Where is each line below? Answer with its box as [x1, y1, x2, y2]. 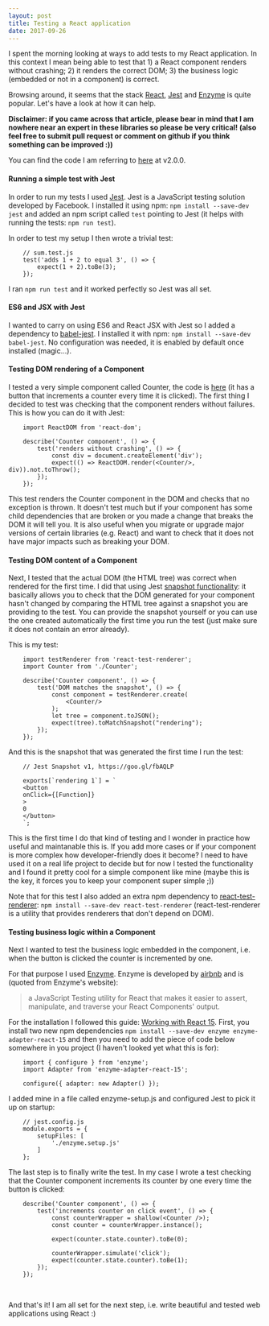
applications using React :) [8, 1309, 96, 1319]
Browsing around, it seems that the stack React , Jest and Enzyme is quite [8, 90, 251, 100]
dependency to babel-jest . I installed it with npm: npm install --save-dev [8, 328, 251, 338]
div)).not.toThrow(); [8, 465, 81, 473]
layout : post [8, 11, 52, 20]
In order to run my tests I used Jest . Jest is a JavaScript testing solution [8, 192, 246, 201]
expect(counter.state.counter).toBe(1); [51, 1257, 189, 1265]
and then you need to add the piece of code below [67, 1035, 235, 1044]
